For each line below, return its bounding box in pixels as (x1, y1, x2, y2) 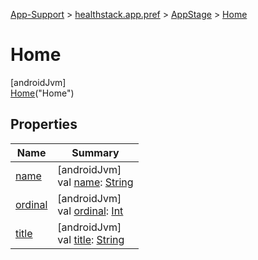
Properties (10, 116, 78, 133)
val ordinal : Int (57, 204, 124, 218)
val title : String (57, 232, 125, 246)
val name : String (57, 175, 134, 189)
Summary (71, 145, 120, 159)
